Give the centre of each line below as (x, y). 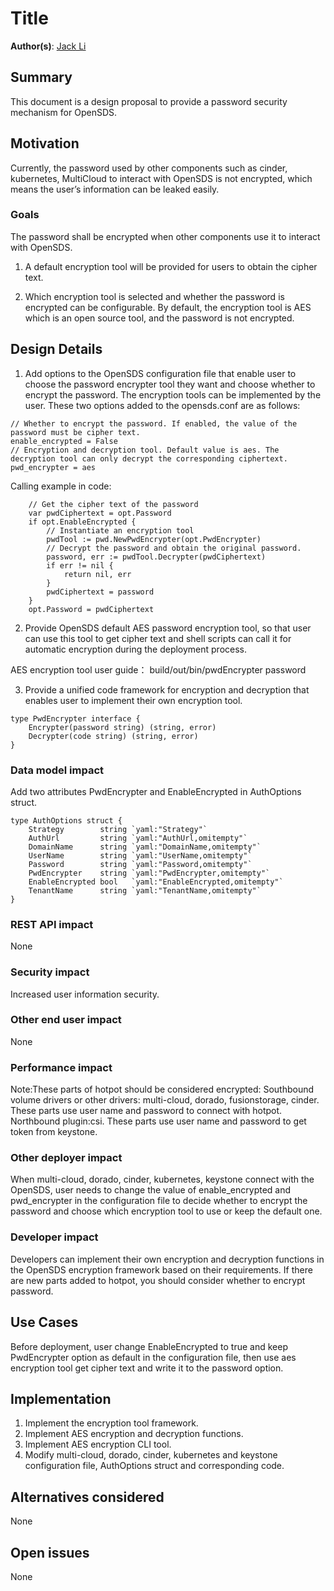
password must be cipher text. (75, 432)
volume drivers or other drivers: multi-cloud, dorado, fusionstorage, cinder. (165, 1100)
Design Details (56, 349)
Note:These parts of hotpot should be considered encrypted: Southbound (162, 1089)
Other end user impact (66, 1020)
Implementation (61, 1398)
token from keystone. (54, 1132)
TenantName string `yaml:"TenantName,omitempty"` (145, 890)
